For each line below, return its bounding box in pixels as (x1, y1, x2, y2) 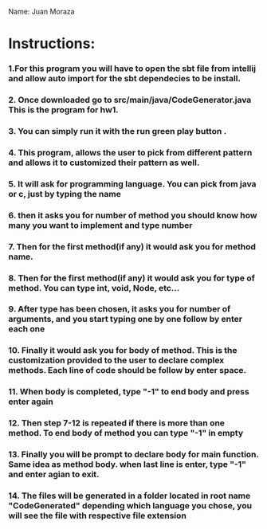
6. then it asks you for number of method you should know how (8, 210, 257, 221)
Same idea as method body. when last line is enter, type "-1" (8, 459, 247, 470)
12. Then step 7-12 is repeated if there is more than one (8, 417, 226, 429)
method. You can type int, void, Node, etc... (8, 282, 180, 293)
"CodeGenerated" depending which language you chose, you (8, 500, 253, 511)
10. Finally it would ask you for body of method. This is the (8, 345, 238, 356)
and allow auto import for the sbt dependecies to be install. (8, 73, 241, 84)
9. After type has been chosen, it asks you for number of (8, 304, 231, 315)
